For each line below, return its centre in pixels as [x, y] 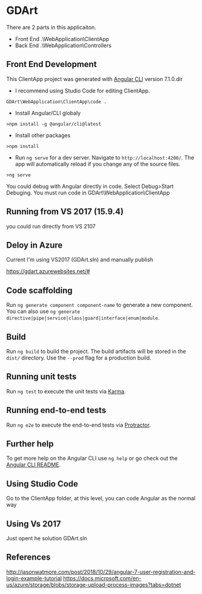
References [28, 557]
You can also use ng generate [43, 311]
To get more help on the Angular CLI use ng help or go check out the [92, 458]
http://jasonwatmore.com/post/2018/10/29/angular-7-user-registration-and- [101, 572]
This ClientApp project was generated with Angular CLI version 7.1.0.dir [95, 79]
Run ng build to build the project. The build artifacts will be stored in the [96, 351]
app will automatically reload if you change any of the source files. [98, 164]
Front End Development [51, 64]
